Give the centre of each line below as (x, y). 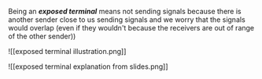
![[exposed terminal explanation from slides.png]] (88, 66)
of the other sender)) (42, 36)
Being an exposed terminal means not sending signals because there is (125, 11)
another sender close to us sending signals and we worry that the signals (127, 20)
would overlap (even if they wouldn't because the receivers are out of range (131, 28)
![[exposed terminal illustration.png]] (67, 51)
